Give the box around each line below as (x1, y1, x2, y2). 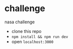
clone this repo (11, 28, 42, 34)
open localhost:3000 (11, 38, 54, 44)
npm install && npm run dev (11, 34, 68, 39)
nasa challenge (4, 19, 35, 25)
